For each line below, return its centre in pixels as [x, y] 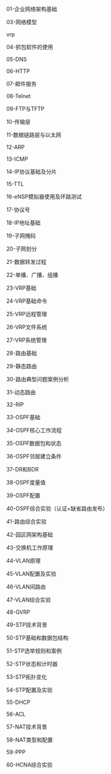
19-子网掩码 [21, 236]
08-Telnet [19, 96]
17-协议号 [18, 210]
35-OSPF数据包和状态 [34, 443]
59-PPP [16, 752]
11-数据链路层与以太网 [34, 135]
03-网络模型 [22, 22]
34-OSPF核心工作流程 [34, 430]
